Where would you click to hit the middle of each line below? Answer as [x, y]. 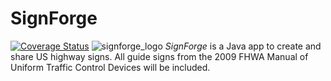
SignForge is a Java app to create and [243, 46]
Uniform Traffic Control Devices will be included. [110, 67]
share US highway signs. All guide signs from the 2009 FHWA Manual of [159, 56]
